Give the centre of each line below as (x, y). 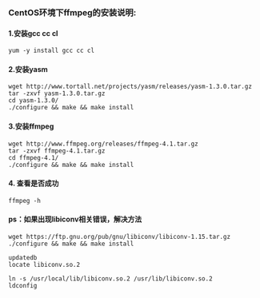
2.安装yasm (28, 69)
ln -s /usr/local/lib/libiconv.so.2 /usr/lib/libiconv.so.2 (111, 278)
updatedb (23, 257)
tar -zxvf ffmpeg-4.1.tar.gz (57, 151)
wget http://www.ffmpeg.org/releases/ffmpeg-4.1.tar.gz (103, 144)
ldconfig (23, 285)
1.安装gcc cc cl (33, 33)
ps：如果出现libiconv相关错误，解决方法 (75, 219)
